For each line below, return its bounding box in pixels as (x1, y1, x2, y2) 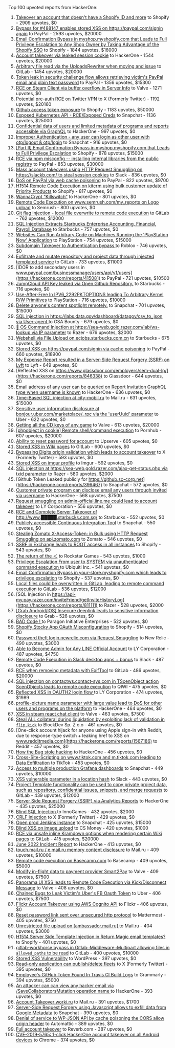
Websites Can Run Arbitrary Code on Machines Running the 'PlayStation (15, 232, 168, 237)
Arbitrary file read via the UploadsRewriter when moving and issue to (15, 63, 162, 69)
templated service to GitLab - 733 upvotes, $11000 (15, 259, 123, 265)
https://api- (52, 591, 76, 597)
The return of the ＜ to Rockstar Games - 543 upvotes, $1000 (15, 553, 146, 559)
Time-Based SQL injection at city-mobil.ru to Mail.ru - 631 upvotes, (15, 395, 157, 400)
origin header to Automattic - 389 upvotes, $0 (15, 1020, 113, 1027)
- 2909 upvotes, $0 (15, 20, 57, 26)
